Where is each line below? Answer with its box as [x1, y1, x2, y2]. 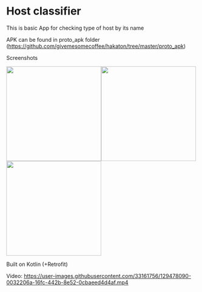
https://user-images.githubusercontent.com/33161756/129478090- [24, 272, 192, 279]
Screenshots [6, 54, 38, 61]
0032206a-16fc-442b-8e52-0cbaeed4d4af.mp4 [6, 279, 129, 286]
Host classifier [6, 4, 81, 18]
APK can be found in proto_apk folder [6, 36, 100, 43]
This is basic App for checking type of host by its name [6, 24, 144, 32]
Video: [6, 272, 23, 279]
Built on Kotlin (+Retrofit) [6, 260, 68, 268]
